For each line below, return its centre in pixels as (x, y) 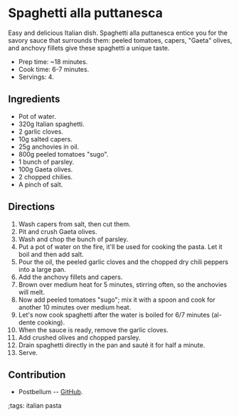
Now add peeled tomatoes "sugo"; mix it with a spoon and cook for (117, 300)
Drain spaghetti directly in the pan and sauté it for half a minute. (112, 345)
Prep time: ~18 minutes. (53, 61)
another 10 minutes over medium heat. (75, 307)
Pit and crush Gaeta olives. (58, 231)
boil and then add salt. (51, 254)
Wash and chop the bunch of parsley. (73, 239)
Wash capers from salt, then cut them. (74, 224)
